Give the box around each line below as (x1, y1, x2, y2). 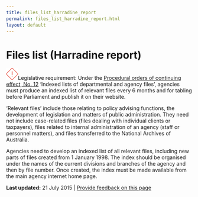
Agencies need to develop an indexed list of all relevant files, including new (6, 148, 190, 155)
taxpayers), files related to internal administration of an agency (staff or (6, 124, 180, 131)
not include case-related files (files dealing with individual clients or (6, 117, 171, 124)
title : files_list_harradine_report (6, 9, 96, 15)
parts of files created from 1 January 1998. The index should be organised (6, 154, 186, 161)
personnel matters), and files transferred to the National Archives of (6, 130, 171, 137)
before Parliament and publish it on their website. (6, 93, 126, 101)
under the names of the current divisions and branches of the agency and (6, 160, 186, 167)
